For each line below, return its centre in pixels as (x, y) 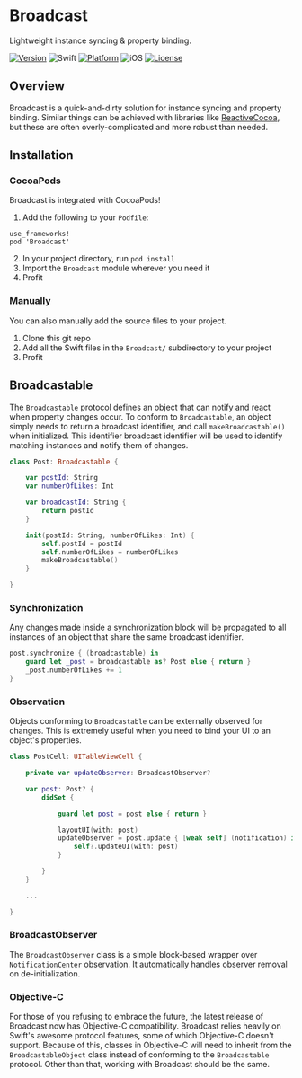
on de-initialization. (45, 973)
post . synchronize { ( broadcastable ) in (84, 654)
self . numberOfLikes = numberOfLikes (110, 552)
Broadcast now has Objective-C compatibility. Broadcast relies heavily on (145, 1026)
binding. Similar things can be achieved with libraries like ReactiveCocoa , (145, 117)
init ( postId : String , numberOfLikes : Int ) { (110, 535)
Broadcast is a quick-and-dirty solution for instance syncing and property (146, 108)
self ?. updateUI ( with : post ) (126, 847)
